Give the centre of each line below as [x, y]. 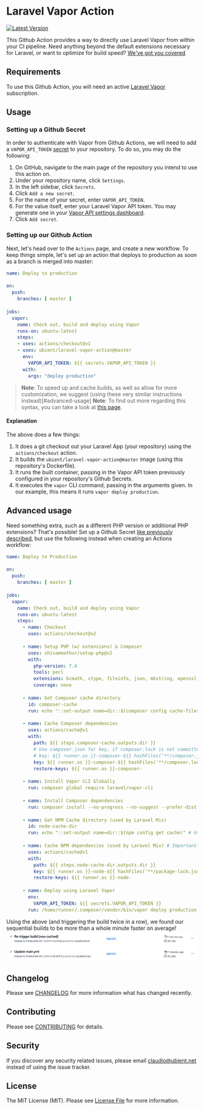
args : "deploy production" [62, 376]
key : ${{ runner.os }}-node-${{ [74, 871]
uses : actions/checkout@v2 [62, 634]
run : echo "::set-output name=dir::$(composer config [97, 711]
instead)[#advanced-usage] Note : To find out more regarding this [104, 401]
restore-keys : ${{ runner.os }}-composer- [88, 768]
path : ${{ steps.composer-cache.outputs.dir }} [94, 743]
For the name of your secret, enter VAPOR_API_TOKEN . [80, 200]
